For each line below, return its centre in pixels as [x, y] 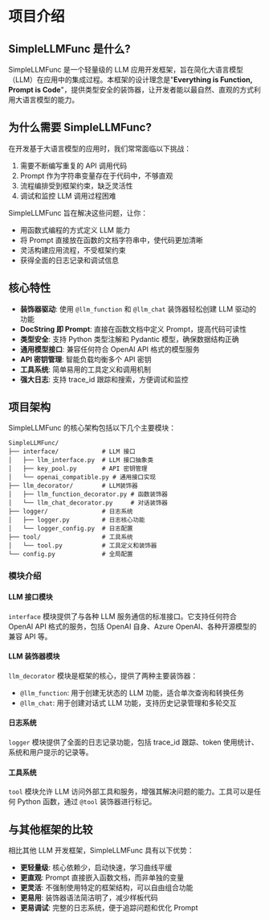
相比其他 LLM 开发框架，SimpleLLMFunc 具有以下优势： [101, 850]
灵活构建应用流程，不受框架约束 [73, 250]
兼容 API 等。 [30, 636]
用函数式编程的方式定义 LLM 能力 [75, 229]
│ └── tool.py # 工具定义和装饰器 [83, 546]
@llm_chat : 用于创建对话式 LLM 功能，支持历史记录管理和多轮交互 [128, 703]
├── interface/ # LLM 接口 [72, 452]
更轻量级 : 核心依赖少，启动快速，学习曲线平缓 [96, 867]
